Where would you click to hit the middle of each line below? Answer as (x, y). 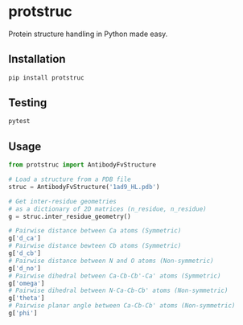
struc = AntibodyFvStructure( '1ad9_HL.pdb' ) (84, 187)
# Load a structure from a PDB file (70, 179)
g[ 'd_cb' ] (25, 253)
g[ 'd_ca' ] (25, 239)
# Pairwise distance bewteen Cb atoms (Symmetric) (95, 246)
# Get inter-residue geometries (62, 201)
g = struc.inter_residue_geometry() (70, 216)
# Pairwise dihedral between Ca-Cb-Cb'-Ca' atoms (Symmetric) (115, 276)
